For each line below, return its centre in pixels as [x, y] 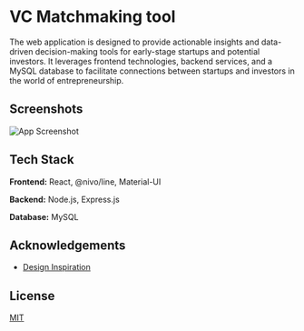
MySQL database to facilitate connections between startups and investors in [152, 71]
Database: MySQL [44, 216]
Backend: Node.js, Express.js [64, 199]
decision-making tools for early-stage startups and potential [147, 51]
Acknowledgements [68, 245]
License [32, 296]
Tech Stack [42, 160]
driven [21, 51]
